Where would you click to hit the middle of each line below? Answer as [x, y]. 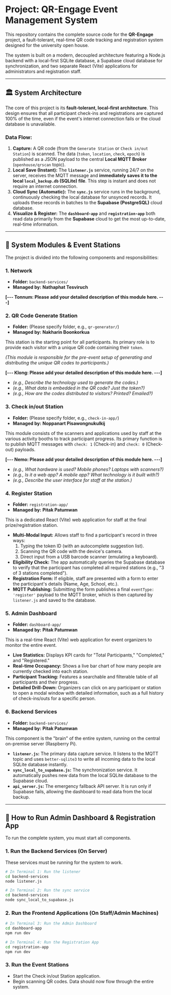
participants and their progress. [46, 682]
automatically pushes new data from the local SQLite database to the [85, 775]
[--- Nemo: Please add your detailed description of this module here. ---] [84, 459]
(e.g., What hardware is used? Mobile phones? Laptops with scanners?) [88, 469]
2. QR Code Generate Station [41, 316]
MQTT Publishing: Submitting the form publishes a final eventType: [83, 589]
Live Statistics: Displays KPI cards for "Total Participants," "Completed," [88, 655]
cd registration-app [27, 947]
